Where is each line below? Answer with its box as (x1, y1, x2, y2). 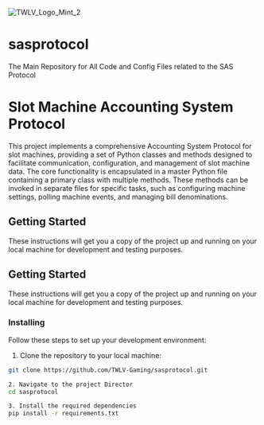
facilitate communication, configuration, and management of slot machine (8, 158, 250, 167)
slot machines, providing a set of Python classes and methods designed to (8, 150, 253, 159)
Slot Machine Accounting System (8, 98, 234, 116)
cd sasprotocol (8, 388, 59, 396)
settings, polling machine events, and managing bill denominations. (8, 192, 228, 201)
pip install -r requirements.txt (8, 410, 119, 418)
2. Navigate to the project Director (8, 380, 134, 388)
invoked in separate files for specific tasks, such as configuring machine (8, 183, 246, 193)
